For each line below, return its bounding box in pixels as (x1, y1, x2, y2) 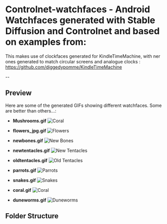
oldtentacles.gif (12, 157, 47, 163)
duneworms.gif (12, 197, 46, 203)
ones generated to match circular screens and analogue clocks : (5, 58, 140, 64)
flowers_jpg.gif (12, 127, 46, 133)
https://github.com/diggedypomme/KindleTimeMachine (5, 64, 123, 70)
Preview (5, 88, 32, 98)
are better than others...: (5, 107, 57, 114)
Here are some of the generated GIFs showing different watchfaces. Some (5, 102, 162, 108)
